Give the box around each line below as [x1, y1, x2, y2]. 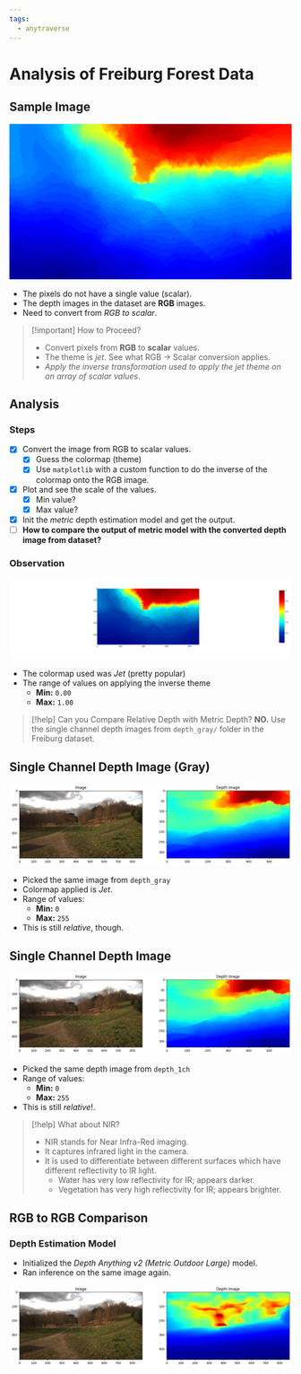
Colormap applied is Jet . [21, 884, 114, 895]
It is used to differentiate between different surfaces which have [44, 1156, 281, 1167]
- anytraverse [17, 23, 70, 33]
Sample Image [9, 100, 91, 115]
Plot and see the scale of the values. [21, 484, 157, 494]
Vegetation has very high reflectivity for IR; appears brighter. [57, 1185, 282, 1195]
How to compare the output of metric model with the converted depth [21, 524, 287, 535]
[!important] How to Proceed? [30, 324, 142, 336]
